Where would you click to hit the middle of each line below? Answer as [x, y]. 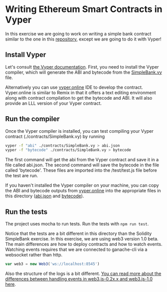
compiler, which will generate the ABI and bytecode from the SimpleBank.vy [83, 72]
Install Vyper [26, 55]
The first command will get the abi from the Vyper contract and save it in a [82, 160]
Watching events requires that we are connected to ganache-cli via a [76, 249]
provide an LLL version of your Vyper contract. [53, 103]
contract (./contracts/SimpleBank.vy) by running [55, 136]
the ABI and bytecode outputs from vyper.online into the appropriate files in [83, 191]
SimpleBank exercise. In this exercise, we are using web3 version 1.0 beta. [82, 239]
